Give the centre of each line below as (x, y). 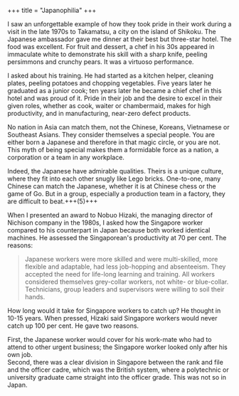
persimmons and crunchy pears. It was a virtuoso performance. (101, 62)
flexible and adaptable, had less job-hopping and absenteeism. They (125, 267)
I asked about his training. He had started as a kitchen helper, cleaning (111, 75)
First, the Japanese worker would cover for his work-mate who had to (110, 339)
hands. (35, 297)
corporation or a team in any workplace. (66, 157)
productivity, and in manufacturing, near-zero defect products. (99, 113)
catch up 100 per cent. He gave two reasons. (73, 326)
